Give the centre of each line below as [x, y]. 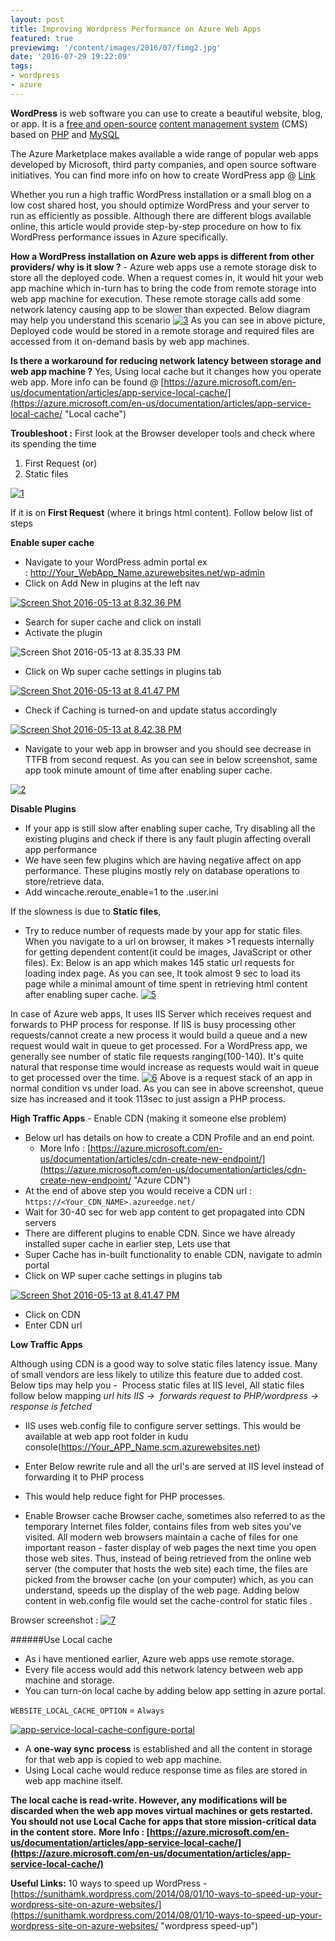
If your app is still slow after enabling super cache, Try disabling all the [170, 828]
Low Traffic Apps [46, 1344]
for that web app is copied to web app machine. [123, 1759]
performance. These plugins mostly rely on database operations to [162, 870]
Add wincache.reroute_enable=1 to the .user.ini [121, 892]
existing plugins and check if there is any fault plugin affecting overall [168, 838]
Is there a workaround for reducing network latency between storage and [166, 360]
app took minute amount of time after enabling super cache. [148, 770]
